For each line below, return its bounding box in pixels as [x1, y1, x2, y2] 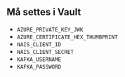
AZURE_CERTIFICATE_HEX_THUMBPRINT [16, 34, 118, 41]
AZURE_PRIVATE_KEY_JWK [16, 26, 84, 33]
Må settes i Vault [6, 6, 81, 18]
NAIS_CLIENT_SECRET [16, 48, 74, 55]
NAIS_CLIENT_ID [16, 41, 62, 48]
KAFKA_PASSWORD [16, 63, 62, 70]
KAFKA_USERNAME [16, 56, 62, 63]
